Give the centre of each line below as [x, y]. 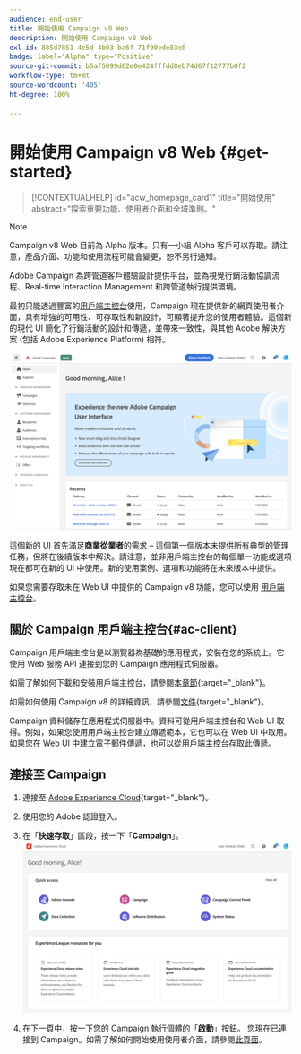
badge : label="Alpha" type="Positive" [82, 57]
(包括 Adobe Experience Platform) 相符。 [95, 340]
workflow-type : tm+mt [50, 76]
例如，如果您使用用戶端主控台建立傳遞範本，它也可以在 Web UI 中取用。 [158, 732]
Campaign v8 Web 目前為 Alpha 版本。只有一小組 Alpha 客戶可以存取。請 [145, 246]
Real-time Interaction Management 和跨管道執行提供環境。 [133, 287]
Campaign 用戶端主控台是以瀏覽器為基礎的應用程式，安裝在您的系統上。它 [147, 652]
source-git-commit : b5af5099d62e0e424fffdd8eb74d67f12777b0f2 [128, 66]
